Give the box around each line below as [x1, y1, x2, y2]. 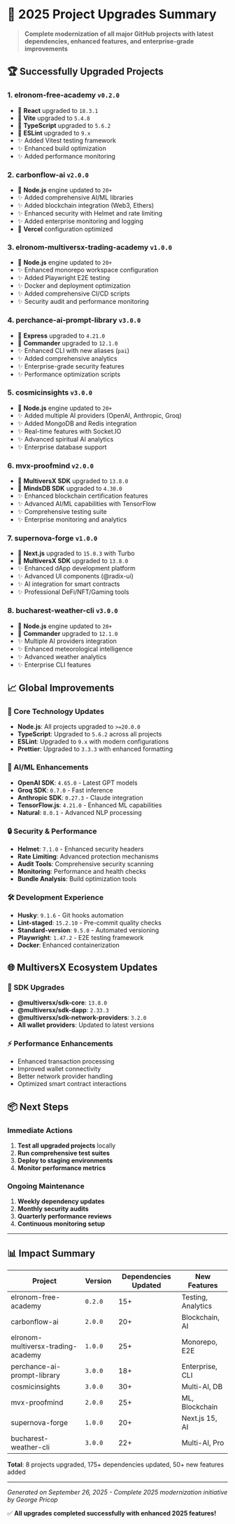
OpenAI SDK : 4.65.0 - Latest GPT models [17, 778, 138, 787]
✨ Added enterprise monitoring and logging [17, 217, 143, 225]
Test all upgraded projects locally [17, 1141, 116, 1150]
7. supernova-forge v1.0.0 [7, 534, 98, 543]
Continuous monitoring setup [17, 1219, 105, 1228]
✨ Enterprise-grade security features [17, 362, 124, 371]
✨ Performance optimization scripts [17, 370, 121, 378]
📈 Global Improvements [7, 682, 115, 694]
